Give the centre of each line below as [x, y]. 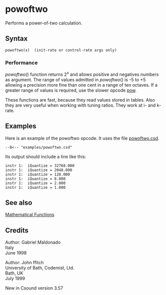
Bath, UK [14, 273]
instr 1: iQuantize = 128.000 [38, 174]
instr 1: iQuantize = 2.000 [35, 183]
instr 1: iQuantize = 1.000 [35, 187]
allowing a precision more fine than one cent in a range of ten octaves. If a [82, 85]
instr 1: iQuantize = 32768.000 [40, 165]
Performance [22, 62]
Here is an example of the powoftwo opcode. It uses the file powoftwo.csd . [82, 138]
